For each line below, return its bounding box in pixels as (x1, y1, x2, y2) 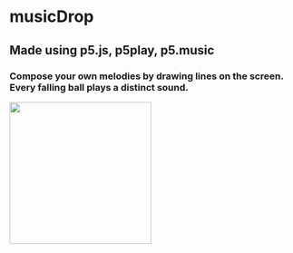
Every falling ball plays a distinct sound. (9, 81, 189, 93)
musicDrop (9, 6, 94, 27)
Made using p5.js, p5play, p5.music (9, 43, 215, 58)
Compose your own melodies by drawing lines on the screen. (9, 70, 284, 83)
